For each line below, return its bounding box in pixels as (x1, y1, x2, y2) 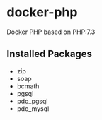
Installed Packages (6, 48, 93, 60)
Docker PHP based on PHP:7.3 (6, 28, 96, 36)
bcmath (16, 82, 40, 90)
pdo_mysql (16, 104, 50, 113)
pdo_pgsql (16, 97, 48, 105)
